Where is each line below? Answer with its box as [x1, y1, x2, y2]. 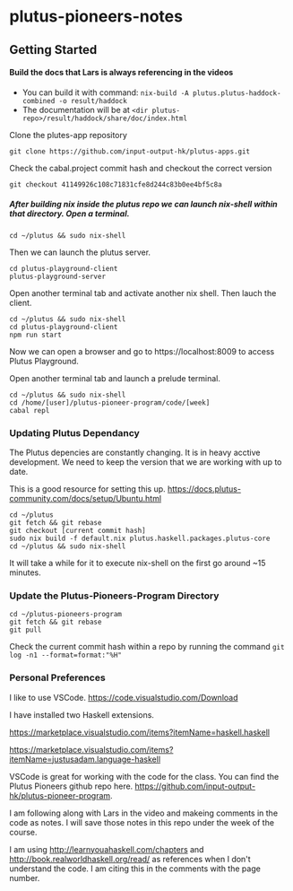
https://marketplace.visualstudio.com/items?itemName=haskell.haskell [9, 727, 271, 738]
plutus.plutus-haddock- [192, 88, 281, 98]
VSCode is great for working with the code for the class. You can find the [9, 771, 280, 782]
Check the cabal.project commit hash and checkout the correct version [9, 162, 272, 173]
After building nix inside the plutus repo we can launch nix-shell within [9, 199, 278, 210]
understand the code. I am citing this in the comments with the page [9, 863, 262, 874]
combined [22, 96, 56, 105]
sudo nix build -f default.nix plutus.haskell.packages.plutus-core [9, 534, 271, 544]
